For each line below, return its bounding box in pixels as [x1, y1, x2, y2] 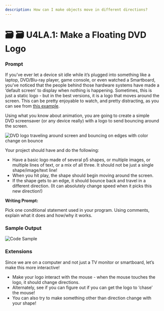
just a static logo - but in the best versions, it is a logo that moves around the [5, 93, 160, 99]
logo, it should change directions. [12, 279, 80, 285]
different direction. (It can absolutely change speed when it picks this [12, 183, 152, 189]
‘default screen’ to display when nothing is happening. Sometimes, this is [5, 87, 152, 93]
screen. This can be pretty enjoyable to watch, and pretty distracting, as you [5, 98, 159, 104]
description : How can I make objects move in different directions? [5, 7, 148, 12]
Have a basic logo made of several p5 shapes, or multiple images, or [12, 157, 151, 163]
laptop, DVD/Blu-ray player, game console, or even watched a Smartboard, [5, 77, 156, 83]
